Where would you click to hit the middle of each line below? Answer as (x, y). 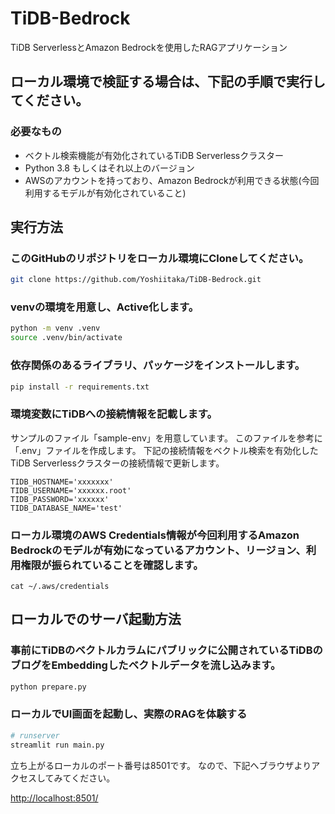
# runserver (35, 735)
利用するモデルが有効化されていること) (105, 193)
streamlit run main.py (57, 745)
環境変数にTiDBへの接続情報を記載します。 (114, 414)
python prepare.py (48, 687)
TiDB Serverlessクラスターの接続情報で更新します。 (117, 463)
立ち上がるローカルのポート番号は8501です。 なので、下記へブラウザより (161, 765)
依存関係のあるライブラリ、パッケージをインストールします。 (158, 365)
